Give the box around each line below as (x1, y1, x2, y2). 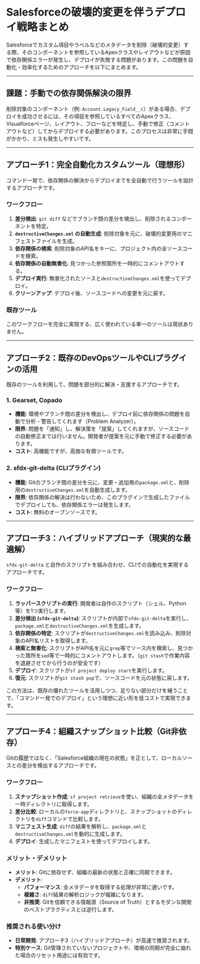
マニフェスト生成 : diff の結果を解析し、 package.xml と (14, 823, 147, 830)
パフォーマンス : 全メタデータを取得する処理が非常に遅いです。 (23, 884, 177, 891)
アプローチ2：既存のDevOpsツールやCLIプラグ (6, 353, 179, 363)
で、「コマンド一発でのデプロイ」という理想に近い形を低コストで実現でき (6, 694, 186, 701)
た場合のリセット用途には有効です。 (14, 951, 104, 959)
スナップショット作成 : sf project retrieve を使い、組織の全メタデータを (14, 793, 194, 800)
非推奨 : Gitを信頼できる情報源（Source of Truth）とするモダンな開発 (23, 898, 192, 906)
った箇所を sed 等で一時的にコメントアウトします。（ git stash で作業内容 (14, 652, 190, 659)
